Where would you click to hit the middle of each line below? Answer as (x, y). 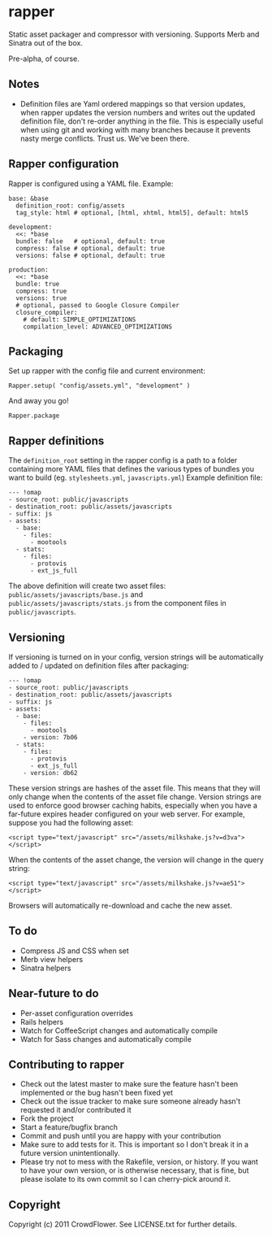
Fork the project (47, 1119)
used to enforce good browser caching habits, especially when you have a (133, 805)
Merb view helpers (52, 959)
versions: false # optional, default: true (90, 255)
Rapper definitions (56, 440)
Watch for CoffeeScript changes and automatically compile (119, 1030)
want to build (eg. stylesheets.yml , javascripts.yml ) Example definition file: (136, 477)
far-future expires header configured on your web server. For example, (127, 814)
